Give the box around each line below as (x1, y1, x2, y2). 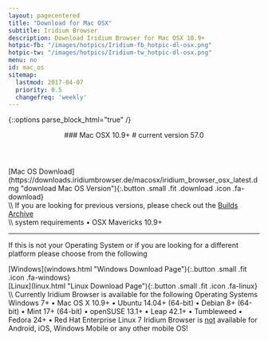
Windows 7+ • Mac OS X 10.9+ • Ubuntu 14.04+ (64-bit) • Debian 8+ (8, 298, 236, 308)
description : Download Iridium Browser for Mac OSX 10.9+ (8, 33, 205, 42)
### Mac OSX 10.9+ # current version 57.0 (64, 131, 204, 140)
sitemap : (8, 71, 37, 79)
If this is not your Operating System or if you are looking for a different (8, 241, 239, 250)
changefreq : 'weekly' (15, 93, 88, 101)
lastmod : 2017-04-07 (15, 78, 84, 86)
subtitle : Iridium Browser (8, 26, 98, 34)
